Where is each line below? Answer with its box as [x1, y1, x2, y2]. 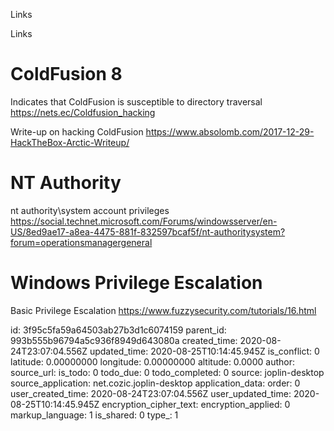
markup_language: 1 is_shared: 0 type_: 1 [10, 409, 179, 421]
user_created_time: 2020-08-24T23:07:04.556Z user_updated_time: [10, 387, 292, 399]
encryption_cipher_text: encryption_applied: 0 [101, 398, 291, 410]
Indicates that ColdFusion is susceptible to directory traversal [10, 95, 263, 108]
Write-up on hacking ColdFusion [10, 125, 144, 138]
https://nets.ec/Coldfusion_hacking [10, 106, 156, 118]
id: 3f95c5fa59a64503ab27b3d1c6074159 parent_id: [10, 324, 227, 336]
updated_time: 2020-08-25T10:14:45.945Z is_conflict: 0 [89, 345, 320, 357]
